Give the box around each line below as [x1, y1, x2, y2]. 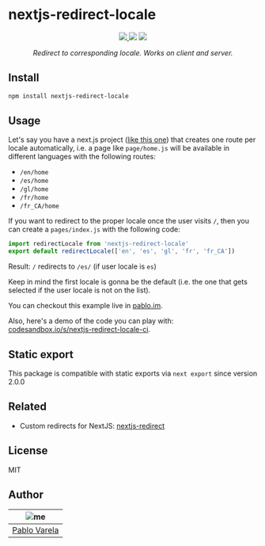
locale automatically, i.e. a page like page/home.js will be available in [8, 143, 230, 153]
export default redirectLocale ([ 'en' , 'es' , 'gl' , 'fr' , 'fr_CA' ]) [8, 247, 236, 255]
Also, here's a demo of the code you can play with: [8, 316, 174, 326]
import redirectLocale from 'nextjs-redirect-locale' [8, 240, 190, 248]
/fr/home [19, 194, 49, 202]
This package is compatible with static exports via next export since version [8, 368, 258, 378]
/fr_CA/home [19, 202, 59, 211]
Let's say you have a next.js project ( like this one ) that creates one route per [8, 135, 256, 144]
